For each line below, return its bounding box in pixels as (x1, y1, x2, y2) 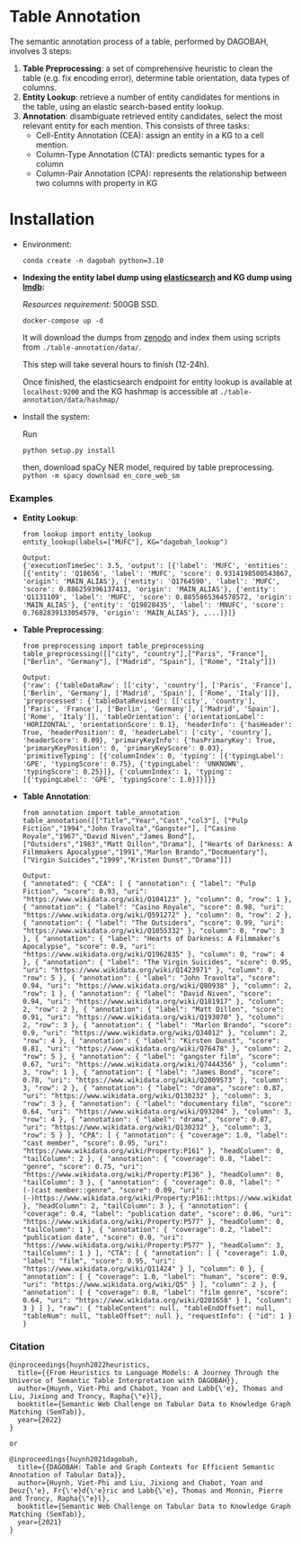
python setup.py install (22, 446, 116, 455)
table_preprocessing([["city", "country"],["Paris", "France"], (22, 650, 269, 659)
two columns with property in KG (35, 177, 158, 188)
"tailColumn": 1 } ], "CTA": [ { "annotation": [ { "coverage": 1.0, (22, 1249, 289, 1258)
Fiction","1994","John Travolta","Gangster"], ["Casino (22, 824, 236, 833)
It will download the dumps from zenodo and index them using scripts (22, 332, 281, 342)
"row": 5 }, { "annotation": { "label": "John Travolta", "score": (22, 973, 280, 983)
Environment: (22, 238, 72, 249)
